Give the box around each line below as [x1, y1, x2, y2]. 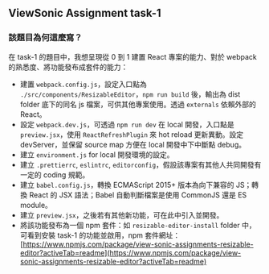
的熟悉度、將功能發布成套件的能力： [8, 62, 128, 72]
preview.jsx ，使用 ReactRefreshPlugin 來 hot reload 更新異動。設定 [19, 129, 243, 139]
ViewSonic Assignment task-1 [8, 6, 162, 20]
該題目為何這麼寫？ [8, 32, 83, 44]
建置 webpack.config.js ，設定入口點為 [19, 79, 147, 89]
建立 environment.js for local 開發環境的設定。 [19, 149, 174, 160]
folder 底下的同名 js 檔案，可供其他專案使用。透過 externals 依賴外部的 [19, 99, 257, 109]
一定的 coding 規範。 [19, 169, 90, 180]
